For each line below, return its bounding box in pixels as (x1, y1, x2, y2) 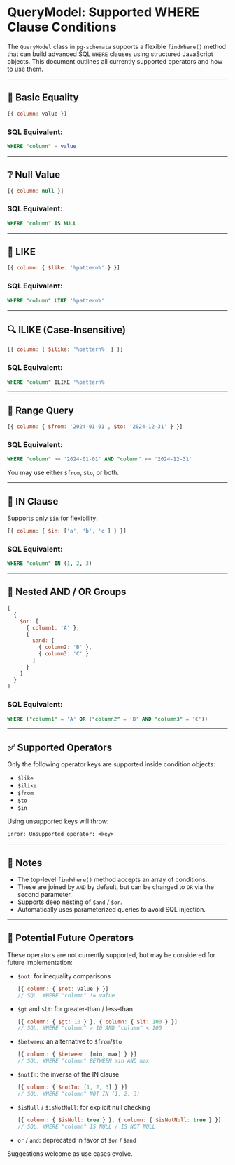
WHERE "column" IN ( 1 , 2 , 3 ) (7, 560, 92, 567)
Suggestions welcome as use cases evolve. (7, 1149, 133, 1158)
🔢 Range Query (7, 404, 74, 416)
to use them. (7, 65, 43, 73)
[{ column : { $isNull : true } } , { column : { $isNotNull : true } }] (17, 1117, 222, 1124)
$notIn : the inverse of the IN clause (17, 1070, 120, 1079)
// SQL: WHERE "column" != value (17, 992, 115, 999)
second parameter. (17, 890, 72, 898)
